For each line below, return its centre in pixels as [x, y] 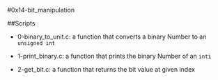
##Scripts [21, 23]
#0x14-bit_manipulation [41, 10]
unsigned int [36, 43]
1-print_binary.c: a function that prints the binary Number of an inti [114, 56]
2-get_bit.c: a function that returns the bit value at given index [106, 69]
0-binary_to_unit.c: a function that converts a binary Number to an [112, 37]
